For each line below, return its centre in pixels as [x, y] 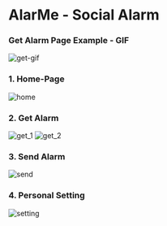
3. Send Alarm [37, 156]
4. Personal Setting [47, 195]
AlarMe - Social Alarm [84, 15]
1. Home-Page [36, 79]
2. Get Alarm [34, 118]
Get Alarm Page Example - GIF [69, 41]
